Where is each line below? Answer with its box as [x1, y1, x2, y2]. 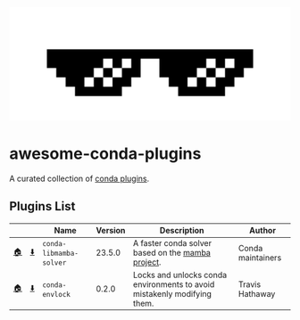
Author [249, 226, 277, 236]
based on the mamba [132, 248, 212, 258]
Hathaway [237, 288, 276, 299]
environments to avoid [132, 279, 215, 290]
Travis [237, 279, 262, 290]
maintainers [237, 252, 282, 263]
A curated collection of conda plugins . [9, 173, 150, 184]
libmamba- [42, 249, 79, 258]
